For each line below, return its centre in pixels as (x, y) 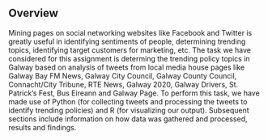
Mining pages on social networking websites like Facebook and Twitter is (130, 32)
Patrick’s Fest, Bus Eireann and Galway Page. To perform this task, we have (134, 93)
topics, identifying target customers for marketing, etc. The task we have (130, 50)
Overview (34, 13)
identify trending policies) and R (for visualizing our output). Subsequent (129, 110)
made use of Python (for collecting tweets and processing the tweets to (128, 101)
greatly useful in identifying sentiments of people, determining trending (127, 41)
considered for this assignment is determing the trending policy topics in (129, 58)
